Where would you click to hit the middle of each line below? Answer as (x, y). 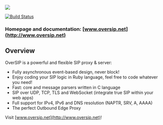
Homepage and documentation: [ (45, 29)
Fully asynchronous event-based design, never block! (66, 72)
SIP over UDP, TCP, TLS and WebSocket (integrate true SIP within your (83, 93)
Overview (20, 51)
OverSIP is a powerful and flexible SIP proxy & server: (59, 62)
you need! (22, 82)
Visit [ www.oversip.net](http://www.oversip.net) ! (53, 117)
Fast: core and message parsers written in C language (66, 87)
